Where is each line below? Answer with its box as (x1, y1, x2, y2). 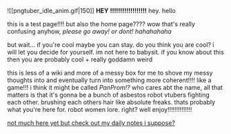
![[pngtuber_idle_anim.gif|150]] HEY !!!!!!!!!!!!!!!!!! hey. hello (7, 7, 176, 15)
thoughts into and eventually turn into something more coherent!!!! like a (7, 76, 212, 84)
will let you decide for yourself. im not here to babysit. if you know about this (7, 48, 224, 56)
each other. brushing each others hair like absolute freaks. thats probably (7, 98, 216, 106)
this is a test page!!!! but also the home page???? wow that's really (7, 20, 195, 28)
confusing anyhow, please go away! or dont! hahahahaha (7, 28, 172, 35)
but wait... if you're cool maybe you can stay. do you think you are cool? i (7, 41, 214, 48)
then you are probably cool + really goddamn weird (7, 55, 153, 64)
